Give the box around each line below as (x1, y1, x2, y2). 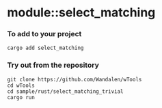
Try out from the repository (7, 60, 99, 70)
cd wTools (7, 82, 36, 89)
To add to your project (7, 29, 82, 39)
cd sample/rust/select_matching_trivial (7, 87, 124, 95)
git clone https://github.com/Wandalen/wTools (7, 76, 142, 83)
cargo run (7, 94, 36, 100)
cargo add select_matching (7, 44, 84, 52)
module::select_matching (7, 5, 156, 21)
